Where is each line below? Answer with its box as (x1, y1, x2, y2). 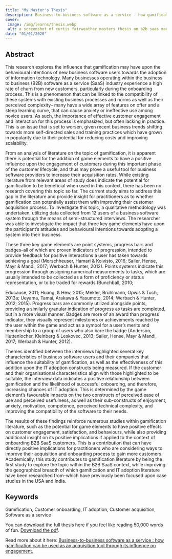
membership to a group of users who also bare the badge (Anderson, (5, 327, 152, 333)
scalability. (5, 140, 28, 146)
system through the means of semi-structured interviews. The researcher (5, 215, 160, 221)
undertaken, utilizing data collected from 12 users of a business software (5, 209, 159, 216)
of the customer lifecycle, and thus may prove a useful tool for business (5, 166, 157, 172)
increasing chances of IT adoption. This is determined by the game (5, 386, 147, 392)
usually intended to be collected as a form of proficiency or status (5, 274, 144, 280)
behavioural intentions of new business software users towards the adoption (5, 69, 167, 75)
